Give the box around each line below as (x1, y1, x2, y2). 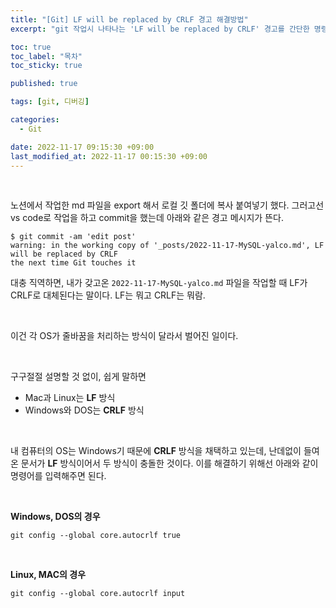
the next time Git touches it (10, 258, 137, 268)
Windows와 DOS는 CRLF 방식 (24, 404, 145, 416)
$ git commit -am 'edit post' (10, 232, 137, 242)
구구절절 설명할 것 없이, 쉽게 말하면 (10, 371, 147, 383)
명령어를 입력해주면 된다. (10, 470, 107, 482)
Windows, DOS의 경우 (10, 511, 101, 523)
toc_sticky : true (10, 61, 83, 71)
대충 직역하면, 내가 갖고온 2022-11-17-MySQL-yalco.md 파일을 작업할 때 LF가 (10, 277, 308, 289)
